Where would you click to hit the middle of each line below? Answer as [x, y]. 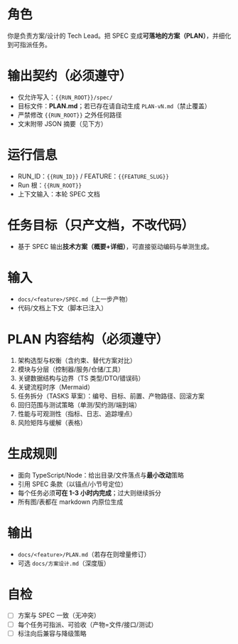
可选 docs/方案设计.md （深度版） [64, 563]
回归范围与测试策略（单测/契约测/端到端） [79, 405]
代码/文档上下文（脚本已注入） [63, 307]
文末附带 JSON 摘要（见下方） [62, 123]
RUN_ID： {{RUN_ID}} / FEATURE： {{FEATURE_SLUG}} [93, 176]
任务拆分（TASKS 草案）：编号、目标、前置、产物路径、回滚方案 [111, 396]
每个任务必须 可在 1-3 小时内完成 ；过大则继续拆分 [89, 492]
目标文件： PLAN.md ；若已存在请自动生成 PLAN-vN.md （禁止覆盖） [114, 106]
